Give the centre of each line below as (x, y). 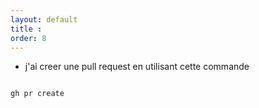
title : (26, 29)
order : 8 (28, 38)
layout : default (44, 19)
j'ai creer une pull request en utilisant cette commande (137, 67)
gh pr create (37, 94)
